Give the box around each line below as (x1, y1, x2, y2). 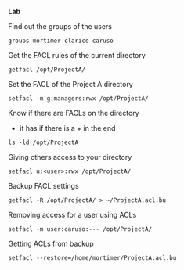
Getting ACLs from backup (8, 239, 94, 248)
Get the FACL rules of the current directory (8, 51, 146, 59)
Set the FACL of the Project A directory (8, 80, 133, 88)
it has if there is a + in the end (19, 124, 116, 132)
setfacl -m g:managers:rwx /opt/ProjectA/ (8, 95, 149, 103)
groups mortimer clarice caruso (8, 37, 114, 45)
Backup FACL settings (8, 182, 80, 190)
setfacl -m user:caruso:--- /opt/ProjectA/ (8, 225, 153, 233)
